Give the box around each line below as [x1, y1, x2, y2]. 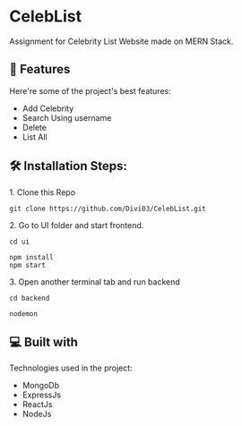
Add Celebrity [22, 103, 74, 114]
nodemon [9, 309, 39, 319]
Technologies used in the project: [9, 362, 133, 373]
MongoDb [22, 380, 60, 391]
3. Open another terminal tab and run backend [9, 276, 181, 287]
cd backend [9, 294, 50, 302]
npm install [9, 252, 54, 261]
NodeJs [22, 409, 52, 420]
